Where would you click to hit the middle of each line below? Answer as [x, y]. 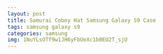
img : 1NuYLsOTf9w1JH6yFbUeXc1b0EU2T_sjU [68, 40]
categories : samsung [38, 33]
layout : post [26, 14]
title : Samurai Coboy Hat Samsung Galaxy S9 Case [82, 20]
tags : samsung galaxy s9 [44, 27]
